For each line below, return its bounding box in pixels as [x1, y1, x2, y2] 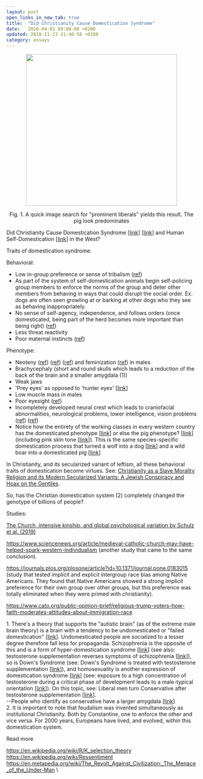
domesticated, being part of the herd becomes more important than [14, 316, 184, 323]
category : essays [6, 37, 50, 43]
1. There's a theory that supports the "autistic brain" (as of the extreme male [6, 620, 196, 627]
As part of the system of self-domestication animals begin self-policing [14, 277, 192, 284]
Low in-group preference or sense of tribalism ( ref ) [14, 271, 143, 278]
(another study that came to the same [98, 547, 192, 553]
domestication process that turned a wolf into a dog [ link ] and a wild [14, 442, 185, 450]
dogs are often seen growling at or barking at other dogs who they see [14, 297, 192, 303]
